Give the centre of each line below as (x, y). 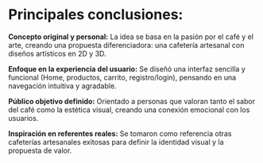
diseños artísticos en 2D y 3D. (57, 53)
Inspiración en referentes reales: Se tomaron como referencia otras (120, 134)
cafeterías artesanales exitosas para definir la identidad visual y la (116, 142)
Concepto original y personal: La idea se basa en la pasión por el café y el (131, 37)
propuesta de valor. (40, 150)
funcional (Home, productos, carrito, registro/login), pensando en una (122, 77)
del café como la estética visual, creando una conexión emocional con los (129, 110)
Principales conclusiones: (96, 15)
